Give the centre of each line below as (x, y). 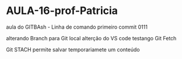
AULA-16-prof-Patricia (62, 11)
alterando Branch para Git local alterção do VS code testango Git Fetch (91, 38)
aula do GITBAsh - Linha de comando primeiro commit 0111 (77, 27)
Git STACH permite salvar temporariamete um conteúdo (73, 49)
